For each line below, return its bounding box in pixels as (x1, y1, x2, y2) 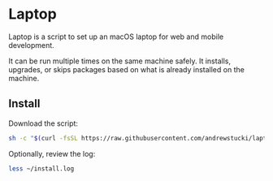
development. (8, 40, 54, 50)
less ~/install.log (8, 164, 75, 173)
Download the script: (8, 119, 79, 128)
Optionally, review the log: (8, 149, 96, 158)
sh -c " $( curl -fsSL (8, 134, 79, 142)
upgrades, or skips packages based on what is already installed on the (8, 64, 245, 74)
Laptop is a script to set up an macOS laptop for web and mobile (8, 32, 224, 41)
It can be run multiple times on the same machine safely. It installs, (8, 56, 232, 66)
